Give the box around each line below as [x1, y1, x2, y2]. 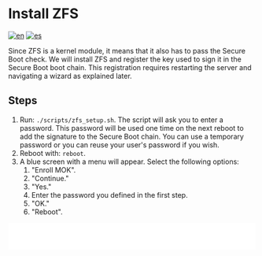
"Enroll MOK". [31, 165, 76, 174]
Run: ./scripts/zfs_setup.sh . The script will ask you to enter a [19, 115, 224, 124]
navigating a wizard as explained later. [8, 71, 132, 80]
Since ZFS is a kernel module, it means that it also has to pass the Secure [8, 46, 246, 55]
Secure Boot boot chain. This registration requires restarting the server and [8, 62, 252, 72]
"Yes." [31, 182, 52, 191]
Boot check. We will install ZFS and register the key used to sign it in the [8, 54, 242, 64]
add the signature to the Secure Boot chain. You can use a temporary [19, 132, 244, 141]
